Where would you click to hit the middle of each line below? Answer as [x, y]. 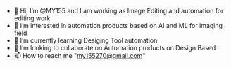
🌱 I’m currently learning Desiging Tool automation [86, 40]
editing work [32, 18]
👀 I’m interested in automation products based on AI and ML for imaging [118, 25]
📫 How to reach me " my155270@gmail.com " [80, 55]
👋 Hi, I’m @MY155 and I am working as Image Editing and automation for [119, 11]
